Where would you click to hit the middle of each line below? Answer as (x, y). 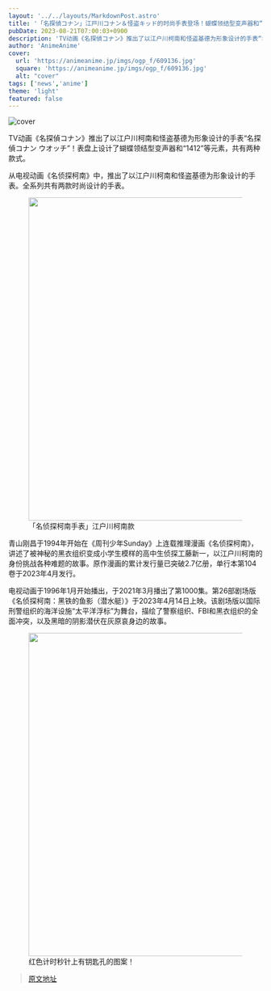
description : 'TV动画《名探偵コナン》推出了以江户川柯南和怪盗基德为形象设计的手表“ (135, 38)
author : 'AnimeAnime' (45, 46)
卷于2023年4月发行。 (44, 574)
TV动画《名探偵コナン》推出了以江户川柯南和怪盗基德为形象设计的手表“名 (131, 138)
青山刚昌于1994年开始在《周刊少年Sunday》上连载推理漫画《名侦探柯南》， (133, 543)
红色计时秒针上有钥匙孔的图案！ (81, 962)
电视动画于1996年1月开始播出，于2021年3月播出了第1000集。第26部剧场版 (132, 591)
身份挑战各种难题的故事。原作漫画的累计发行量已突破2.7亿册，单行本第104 (132, 563)
